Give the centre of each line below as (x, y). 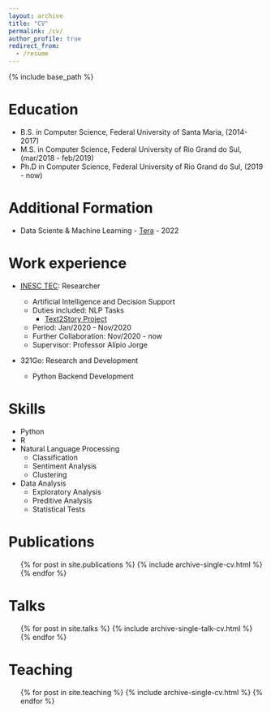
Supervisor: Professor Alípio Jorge (90, 344)
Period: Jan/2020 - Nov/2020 (82, 327)
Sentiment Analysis (65, 466)
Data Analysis (43, 483)
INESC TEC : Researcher (60, 286)
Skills (27, 409)
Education (43, 110)
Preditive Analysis (62, 500)
